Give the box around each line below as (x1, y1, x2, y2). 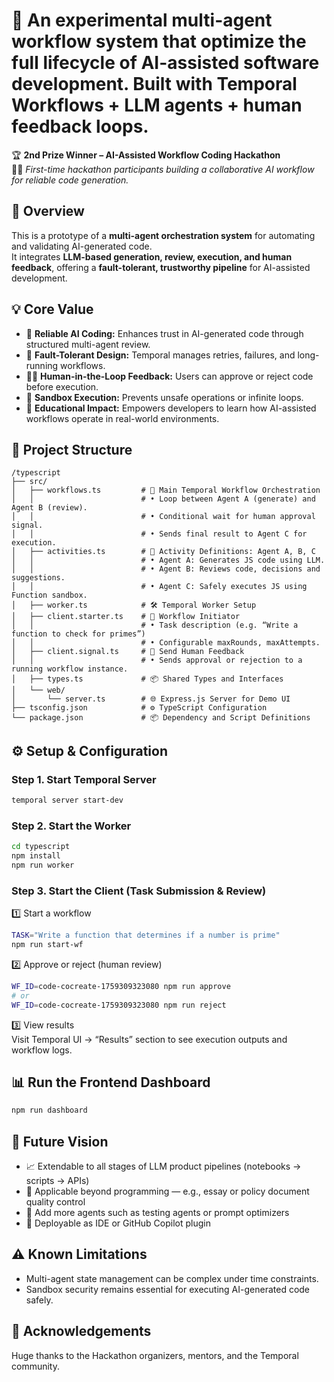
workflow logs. (11, 1044, 73, 1056)
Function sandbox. (11, 590, 88, 601)
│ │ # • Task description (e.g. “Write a (11, 620, 299, 631)
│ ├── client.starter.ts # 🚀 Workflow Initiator (11, 612, 241, 622)
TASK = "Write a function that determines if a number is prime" (11, 930, 281, 941)
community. (11, 1360, 60, 1372)
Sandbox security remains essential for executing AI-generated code (25, 1283, 311, 1295)
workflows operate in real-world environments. (25, 412, 220, 424)
